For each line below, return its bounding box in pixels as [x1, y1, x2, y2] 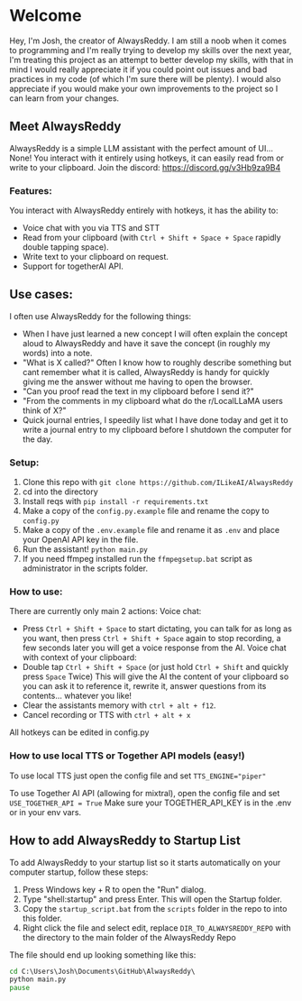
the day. [22, 434, 53, 445]
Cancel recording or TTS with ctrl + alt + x [22, 710, 191, 721]
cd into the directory [22, 486, 99, 497]
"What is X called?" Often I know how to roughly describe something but [22, 357, 292, 368]
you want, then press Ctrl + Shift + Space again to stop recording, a [22, 633, 281, 644]
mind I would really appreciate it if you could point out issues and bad [9, 64, 268, 75]
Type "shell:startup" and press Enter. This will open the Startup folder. [22, 894, 282, 905]
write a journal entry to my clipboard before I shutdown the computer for [22, 424, 292, 435]
